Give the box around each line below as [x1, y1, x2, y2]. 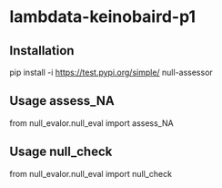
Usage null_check [9, 144, 113, 160]
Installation [9, 43, 75, 58]
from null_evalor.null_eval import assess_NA [9, 117, 175, 129]
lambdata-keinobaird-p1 [9, 6, 197, 27]
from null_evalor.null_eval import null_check [9, 168, 173, 179]
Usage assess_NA [9, 93, 116, 109]
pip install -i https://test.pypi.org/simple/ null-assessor [9, 67, 214, 78]
